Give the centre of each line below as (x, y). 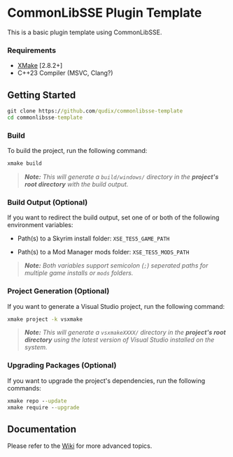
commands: (24, 388)
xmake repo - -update (37, 401)
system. (36, 347)
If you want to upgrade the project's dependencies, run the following (106, 380)
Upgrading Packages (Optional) (62, 365)
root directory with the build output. (76, 184)
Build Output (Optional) (48, 202)
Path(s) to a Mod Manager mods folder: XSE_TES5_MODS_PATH (103, 252)
